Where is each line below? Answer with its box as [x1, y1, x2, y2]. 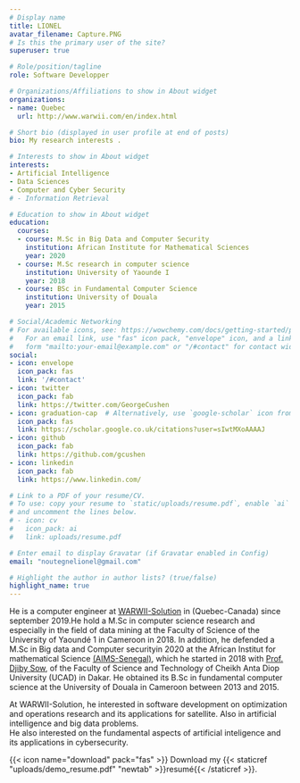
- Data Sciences [9, 177, 70, 186]
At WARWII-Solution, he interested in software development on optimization [9, 699, 287, 710]
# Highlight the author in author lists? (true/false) [9, 573, 218, 582]
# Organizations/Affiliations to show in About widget [9, 87, 218, 96]
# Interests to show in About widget [9, 153, 150, 162]
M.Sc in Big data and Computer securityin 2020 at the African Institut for [9, 644, 277, 654]
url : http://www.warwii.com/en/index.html [17, 112, 178, 121]
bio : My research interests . [9, 136, 122, 146]
